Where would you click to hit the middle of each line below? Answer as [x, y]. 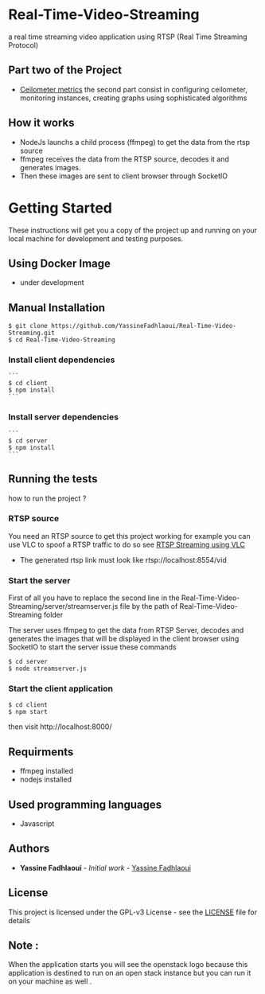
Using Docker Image [60, 263]
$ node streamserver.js [48, 669]
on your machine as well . [50, 981]
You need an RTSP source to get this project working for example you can [129, 536]
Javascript [37, 824]
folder [53, 615]
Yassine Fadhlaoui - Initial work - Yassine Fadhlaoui [105, 867]
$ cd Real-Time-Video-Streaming [62, 340]
